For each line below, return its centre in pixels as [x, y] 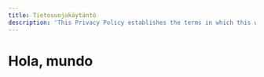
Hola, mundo [51, 61]
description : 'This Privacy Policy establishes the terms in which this [130, 23]
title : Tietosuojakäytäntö [52, 15]
